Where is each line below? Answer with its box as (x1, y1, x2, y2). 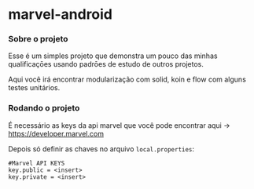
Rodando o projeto (8, 103, 80, 114)
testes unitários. (8, 83, 61, 93)
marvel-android (8, 5, 112, 24)
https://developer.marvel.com (8, 129, 105, 138)
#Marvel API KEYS (8, 159, 65, 167)
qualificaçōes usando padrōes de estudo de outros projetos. (8, 60, 204, 69)
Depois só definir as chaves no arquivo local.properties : (8, 144, 195, 154)
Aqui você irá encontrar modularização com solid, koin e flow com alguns (8, 75, 246, 84)
